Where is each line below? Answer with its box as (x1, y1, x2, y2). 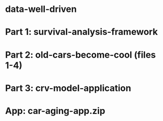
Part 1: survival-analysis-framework (5, 26, 158, 38)
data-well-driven (5, 3, 77, 15)
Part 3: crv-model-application (5, 82, 131, 94)
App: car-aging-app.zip (5, 105, 106, 117)
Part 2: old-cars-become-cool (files (5, 49, 156, 60)
